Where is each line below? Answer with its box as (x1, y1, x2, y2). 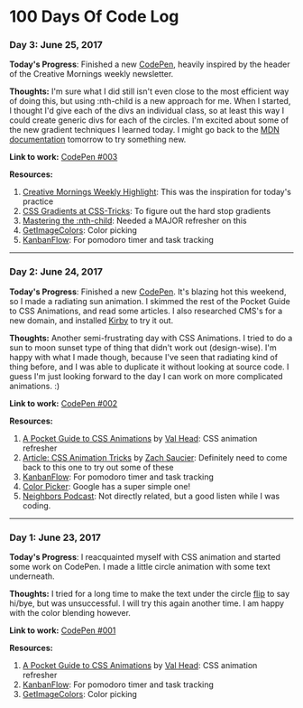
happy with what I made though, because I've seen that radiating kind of (9, 351, 278, 362)
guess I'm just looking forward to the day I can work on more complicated (9, 370, 283, 381)
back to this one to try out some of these (22, 461, 174, 472)
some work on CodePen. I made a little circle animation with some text (9, 562, 271, 573)
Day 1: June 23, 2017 (9, 531, 101, 544)
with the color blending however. (9, 608, 131, 619)
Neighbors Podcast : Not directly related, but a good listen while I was (22, 490, 280, 501)
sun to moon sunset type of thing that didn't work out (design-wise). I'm (9, 341, 277, 353)
